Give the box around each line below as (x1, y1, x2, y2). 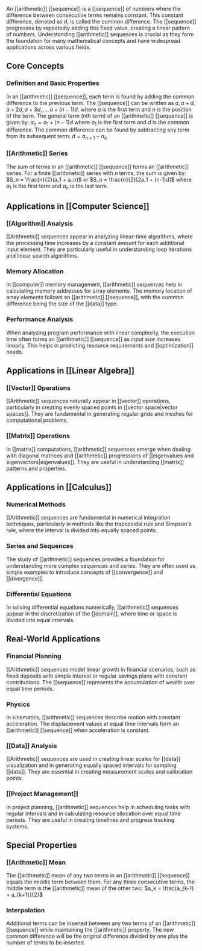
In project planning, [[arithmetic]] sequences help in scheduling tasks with (6, 803, 191, 810)
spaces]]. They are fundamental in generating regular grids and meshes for (6, 410, 194, 418)
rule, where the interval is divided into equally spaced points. (6, 527, 158, 534)
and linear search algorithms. (6, 252, 79, 259)
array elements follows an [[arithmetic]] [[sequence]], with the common (6, 294, 184, 301)
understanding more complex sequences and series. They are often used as (6, 562, 196, 569)
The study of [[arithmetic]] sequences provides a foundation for (6, 555, 165, 563)
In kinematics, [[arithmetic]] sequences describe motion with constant (6, 713, 181, 720)
